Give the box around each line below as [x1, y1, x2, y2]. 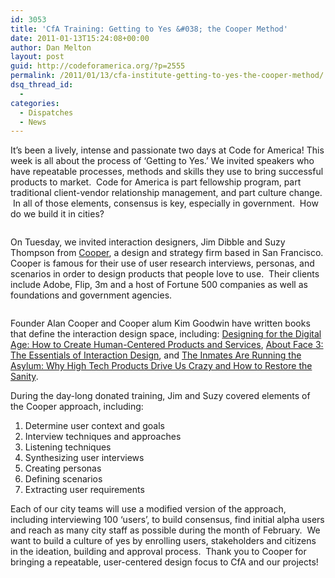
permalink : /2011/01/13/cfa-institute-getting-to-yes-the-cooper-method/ [10, 71, 325, 81]
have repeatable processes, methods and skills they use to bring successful [10, 166, 324, 178]
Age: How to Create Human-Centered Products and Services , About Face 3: [10, 339, 324, 351]
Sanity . [10, 371, 39, 383]
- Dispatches [19, 107, 74, 118]
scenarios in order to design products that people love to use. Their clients [10, 268, 320, 280]
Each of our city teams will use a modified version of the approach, [10, 503, 287, 515]
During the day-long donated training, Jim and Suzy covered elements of [10, 390, 311, 402]
